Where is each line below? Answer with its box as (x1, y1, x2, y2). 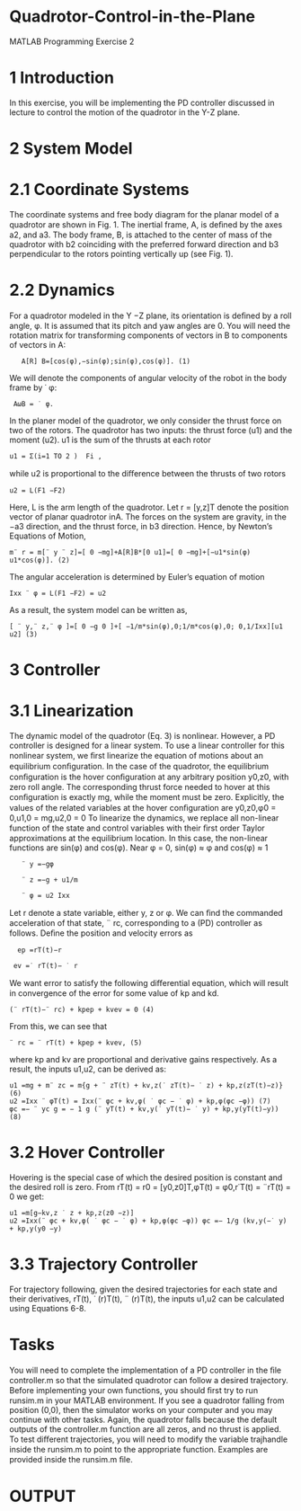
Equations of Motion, (9, 530, 87, 541)
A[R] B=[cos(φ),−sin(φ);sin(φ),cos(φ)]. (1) (21, 357, 191, 366)
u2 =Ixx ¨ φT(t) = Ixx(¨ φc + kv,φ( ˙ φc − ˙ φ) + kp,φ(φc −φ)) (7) (9, 1097, 271, 1107)
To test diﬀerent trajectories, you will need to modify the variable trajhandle (9, 1434, 288, 1444)
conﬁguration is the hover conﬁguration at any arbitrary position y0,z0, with (9, 771, 289, 783)
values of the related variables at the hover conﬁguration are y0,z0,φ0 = (9, 803, 277, 813)
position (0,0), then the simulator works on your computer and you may (9, 1404, 273, 1415)
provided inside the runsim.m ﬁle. (9, 1453, 133, 1464)
